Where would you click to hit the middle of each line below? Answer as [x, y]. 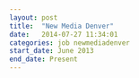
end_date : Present [43, 59]
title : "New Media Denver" [62, 26]
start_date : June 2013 [52, 51]
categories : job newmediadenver [69, 43]
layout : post [34, 17]
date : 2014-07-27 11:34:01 [64, 34]
